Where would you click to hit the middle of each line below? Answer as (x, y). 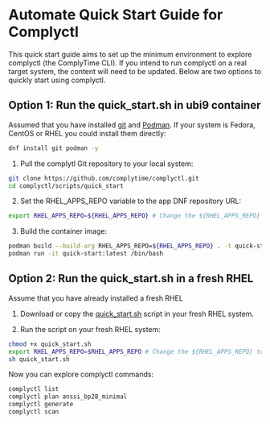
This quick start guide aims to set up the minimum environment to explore (130, 54)
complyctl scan (34, 412)
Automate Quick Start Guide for (116, 15)
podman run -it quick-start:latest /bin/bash (86, 254)
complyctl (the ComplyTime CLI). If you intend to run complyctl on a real (128, 63)
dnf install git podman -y (53, 148)
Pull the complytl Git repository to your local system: (106, 164)
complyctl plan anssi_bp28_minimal (68, 397)
